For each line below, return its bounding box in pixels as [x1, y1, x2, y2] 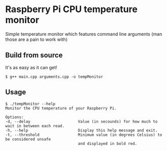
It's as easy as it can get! [5, 64, 57, 70]
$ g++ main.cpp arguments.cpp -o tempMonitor [5, 74, 103, 79]
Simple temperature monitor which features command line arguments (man [5, 31, 162, 37]
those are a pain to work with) [5, 36, 68, 42]
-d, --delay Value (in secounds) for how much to [5, 119, 158, 124]
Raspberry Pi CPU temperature [5, 4, 138, 15]
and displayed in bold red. [78, 141, 138, 146]
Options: [5, 115, 24, 120]
